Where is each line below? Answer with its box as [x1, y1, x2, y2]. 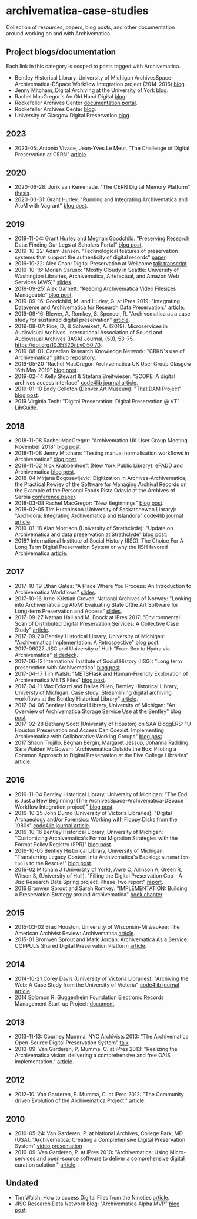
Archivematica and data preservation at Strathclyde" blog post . [14, 531, 168, 538]
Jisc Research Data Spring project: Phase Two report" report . [14, 878, 163, 885]
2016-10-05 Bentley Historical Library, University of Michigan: [14, 847, 165, 854]
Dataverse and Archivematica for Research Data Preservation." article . [14, 304, 185, 311]
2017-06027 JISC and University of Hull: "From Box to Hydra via [14, 645, 171, 652]
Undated [6, 1178, 39, 1188]
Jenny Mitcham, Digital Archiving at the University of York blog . [14, 87, 169, 94]
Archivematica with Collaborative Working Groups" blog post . [14, 732, 163, 740]
